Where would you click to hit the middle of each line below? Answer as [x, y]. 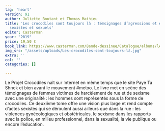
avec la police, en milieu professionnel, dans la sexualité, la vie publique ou [81, 119]
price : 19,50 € [21, 42]
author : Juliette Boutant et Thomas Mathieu [51, 19]
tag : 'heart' [18, 10]
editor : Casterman [24, 32]
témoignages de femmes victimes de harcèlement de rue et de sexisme [77, 93]
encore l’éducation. [25, 124]
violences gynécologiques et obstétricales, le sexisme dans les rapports [78, 114]
